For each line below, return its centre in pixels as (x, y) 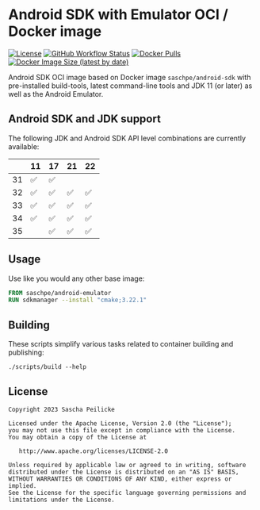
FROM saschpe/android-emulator (60, 293)
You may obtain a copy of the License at (78, 437)
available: (24, 146)
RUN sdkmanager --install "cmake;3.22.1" (78, 300)
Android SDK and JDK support (84, 119)
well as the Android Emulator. (56, 94)
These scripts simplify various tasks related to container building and (121, 344)
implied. (23, 485)
